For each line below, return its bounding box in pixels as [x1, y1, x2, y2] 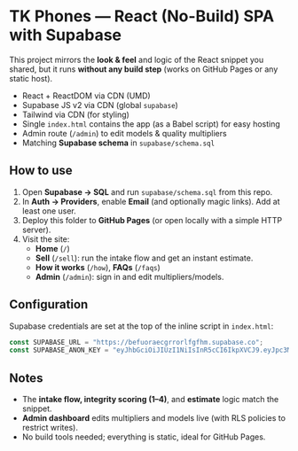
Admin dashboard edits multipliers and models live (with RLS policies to [21, 413, 286, 424]
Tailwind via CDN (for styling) [21, 109, 130, 120]
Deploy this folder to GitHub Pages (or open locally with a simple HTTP [21, 214, 282, 225]
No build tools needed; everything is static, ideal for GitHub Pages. [21, 432, 266, 442]
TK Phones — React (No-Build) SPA [9, 6, 275, 27]
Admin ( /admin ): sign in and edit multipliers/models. [35, 271, 224, 282]
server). [21, 224, 51, 235]
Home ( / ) [35, 243, 71, 253]
